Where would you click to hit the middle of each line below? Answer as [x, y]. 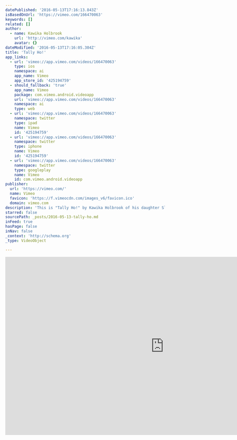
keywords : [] [19, 19]
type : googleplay [33, 170]
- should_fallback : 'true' [38, 85]
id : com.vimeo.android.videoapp [48, 179]
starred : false [21, 212]
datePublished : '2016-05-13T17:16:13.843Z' [52, 10]
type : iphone [28, 147]
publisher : [17, 184]
